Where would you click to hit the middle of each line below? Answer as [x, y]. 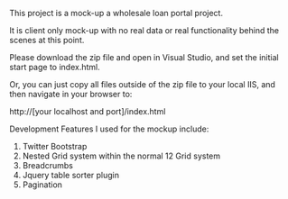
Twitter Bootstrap [55, 146]
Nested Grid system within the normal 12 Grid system [121, 156]
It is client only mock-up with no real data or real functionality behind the [144, 30]
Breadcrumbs [48, 165]
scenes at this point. [47, 40]
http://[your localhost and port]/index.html [88, 111]
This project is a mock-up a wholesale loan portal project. [116, 13]
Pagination [42, 185]
